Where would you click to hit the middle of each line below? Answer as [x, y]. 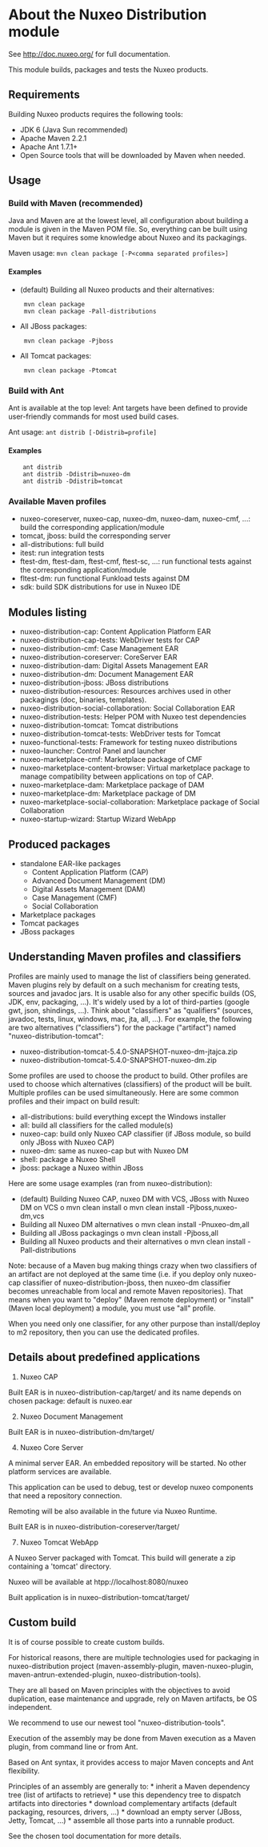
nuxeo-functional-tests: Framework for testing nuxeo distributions [128, 743]
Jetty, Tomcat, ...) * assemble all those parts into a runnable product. [122, 1820]
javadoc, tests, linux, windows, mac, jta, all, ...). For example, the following [130, 1019]
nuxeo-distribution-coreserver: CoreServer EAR [98, 657]
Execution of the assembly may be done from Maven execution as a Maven [132, 1738]
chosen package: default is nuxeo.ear [70, 1400]
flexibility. [24, 1771]
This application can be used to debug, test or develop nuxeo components [131, 1487]
